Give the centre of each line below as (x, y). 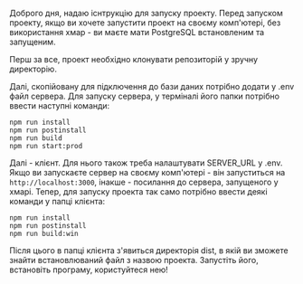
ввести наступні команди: (60, 106)
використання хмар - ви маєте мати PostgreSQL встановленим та (137, 32)
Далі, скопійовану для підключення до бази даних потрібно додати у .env (152, 86)
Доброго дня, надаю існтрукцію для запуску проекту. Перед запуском (146, 13)
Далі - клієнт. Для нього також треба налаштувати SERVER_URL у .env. (146, 163)
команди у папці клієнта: (57, 201)
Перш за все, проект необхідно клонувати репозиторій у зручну (134, 59)
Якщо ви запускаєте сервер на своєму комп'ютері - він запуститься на (147, 172)
